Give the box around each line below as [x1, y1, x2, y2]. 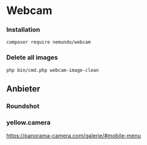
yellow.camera [6, 118, 51, 127]
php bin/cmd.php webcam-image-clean [6, 67, 99, 73]
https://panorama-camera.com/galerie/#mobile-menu [6, 132, 142, 140]
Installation [6, 26, 41, 34]
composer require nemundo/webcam [6, 39, 91, 46]
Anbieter [6, 83, 41, 94]
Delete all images [6, 53, 58, 62]
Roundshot [6, 102, 39, 110]
